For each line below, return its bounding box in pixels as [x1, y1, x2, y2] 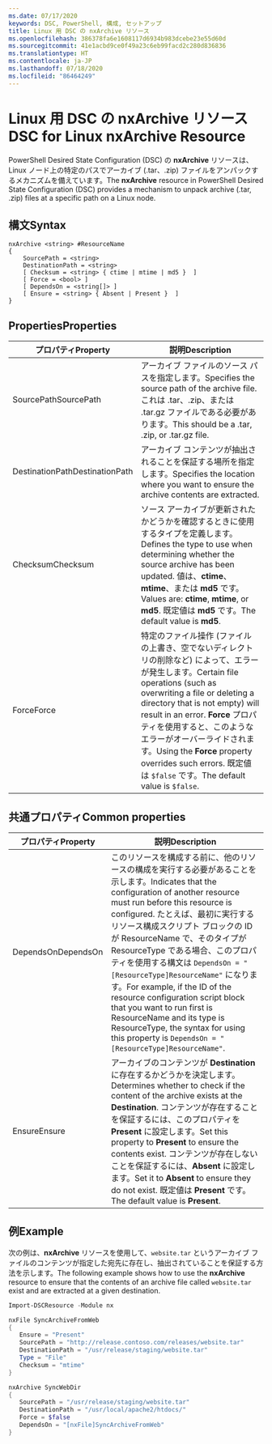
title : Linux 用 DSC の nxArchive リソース [8, 27, 150, 35]
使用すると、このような [164, 721, 254, 733]
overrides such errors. [140, 758, 225, 769]
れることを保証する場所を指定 [140, 457, 255, 468]
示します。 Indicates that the [110, 876, 217, 887]
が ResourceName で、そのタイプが [110, 932, 247, 944]
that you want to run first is [110, 1002, 213, 1013]
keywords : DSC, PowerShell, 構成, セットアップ [8, 19, 162, 28]
